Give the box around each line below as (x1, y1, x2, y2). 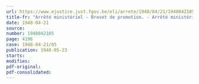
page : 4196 (6, 36, 33, 42)
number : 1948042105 (6, 31, 54, 37)
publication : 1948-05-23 (6, 47, 68, 53)
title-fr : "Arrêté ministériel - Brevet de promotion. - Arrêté (6, 14, 168, 20)
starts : (6, 53, 25, 59)
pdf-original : (6, 63, 41, 70)
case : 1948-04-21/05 (6, 42, 57, 48)
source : (6, 25, 25, 31)
